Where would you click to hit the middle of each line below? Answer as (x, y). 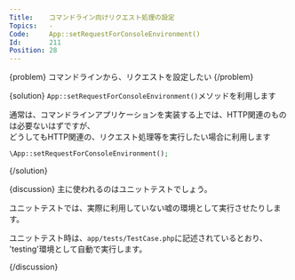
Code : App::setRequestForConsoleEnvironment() (105, 34)
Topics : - (31, 26)
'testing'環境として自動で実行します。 (78, 249)
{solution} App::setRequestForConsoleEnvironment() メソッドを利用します (143, 96)
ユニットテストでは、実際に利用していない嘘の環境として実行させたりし (141, 208)
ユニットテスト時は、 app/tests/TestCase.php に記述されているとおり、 (139, 238)
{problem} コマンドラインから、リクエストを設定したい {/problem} (132, 77)
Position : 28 (33, 51)
